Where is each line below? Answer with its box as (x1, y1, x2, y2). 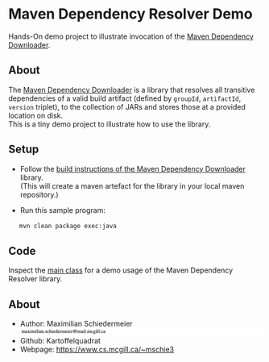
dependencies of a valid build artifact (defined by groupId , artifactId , (8, 94, 242, 103)
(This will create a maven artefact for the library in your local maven (19, 181, 245, 190)
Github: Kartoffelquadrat (19, 336, 101, 346)
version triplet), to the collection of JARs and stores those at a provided (8, 102, 246, 111)
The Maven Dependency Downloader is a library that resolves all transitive (8, 85, 255, 94)
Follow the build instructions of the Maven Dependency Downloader (19, 164, 246, 173)
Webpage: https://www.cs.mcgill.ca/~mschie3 (19, 344, 175, 355)
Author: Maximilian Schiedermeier (19, 319, 133, 329)
